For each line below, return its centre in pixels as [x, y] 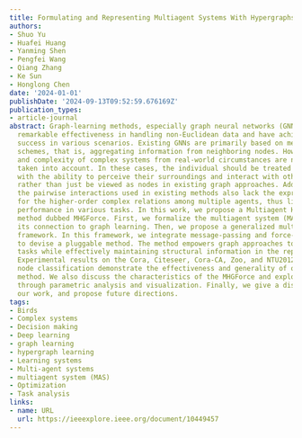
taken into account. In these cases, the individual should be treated [155, 168]
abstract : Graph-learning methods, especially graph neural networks [142, 127]
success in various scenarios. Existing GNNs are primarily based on [150, 143]
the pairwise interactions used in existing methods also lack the [147, 193]
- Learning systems [46, 361]
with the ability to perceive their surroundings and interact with [148, 176]
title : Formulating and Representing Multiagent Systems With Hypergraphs [152, 18]
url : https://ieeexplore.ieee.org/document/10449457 [118, 419]
